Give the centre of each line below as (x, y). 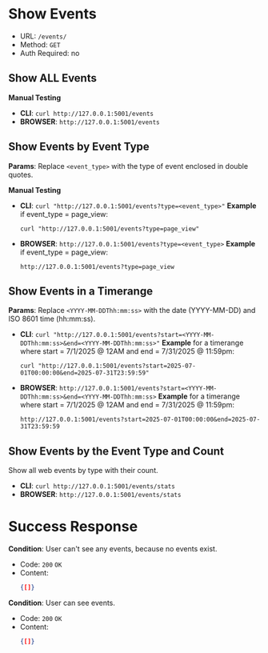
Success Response (73, 527)
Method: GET (40, 44)
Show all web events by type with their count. (83, 471)
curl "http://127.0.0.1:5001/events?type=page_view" (110, 229)
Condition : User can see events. (62, 603)
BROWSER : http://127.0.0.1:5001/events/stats (100, 495)
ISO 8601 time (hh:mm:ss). (52, 319)
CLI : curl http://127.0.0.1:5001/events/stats (98, 486)
